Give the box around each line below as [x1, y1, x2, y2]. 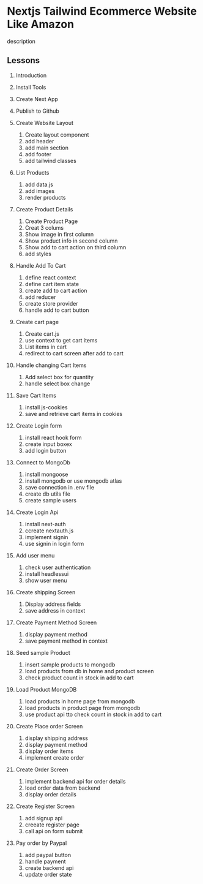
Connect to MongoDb [15, 458, 71, 466]
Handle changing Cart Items [15, 361, 87, 369]
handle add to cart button [24, 306, 89, 314]
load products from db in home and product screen [24, 667, 155, 674]
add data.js [24, 181, 54, 188]
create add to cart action [24, 287, 87, 294]
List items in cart [24, 343, 67, 350]
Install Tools [15, 83, 46, 91]
